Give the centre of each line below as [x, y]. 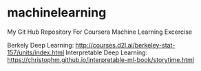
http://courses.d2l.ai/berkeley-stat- [125, 45]
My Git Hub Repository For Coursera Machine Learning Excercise [100, 32]
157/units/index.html [36, 52]
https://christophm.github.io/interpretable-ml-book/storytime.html [101, 59]
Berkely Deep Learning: [41, 45]
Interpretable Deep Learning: [107, 52]
